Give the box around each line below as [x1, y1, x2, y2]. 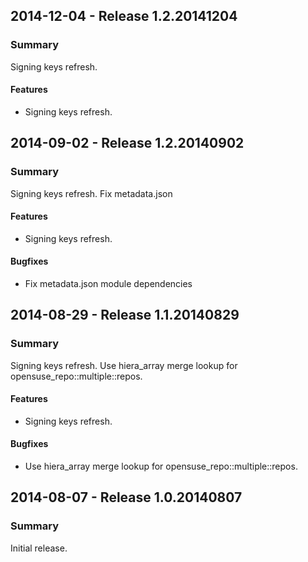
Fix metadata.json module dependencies [24, 277, 193, 289]
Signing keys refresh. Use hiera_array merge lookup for [10, 359, 238, 371]
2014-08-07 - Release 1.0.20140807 [10, 489, 243, 506]
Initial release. [10, 542, 68, 554]
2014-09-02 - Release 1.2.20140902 [10, 135, 245, 152]
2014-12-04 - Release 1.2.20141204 [10, 8, 238, 25]
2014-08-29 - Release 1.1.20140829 [10, 307, 240, 324]
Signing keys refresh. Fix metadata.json [10, 187, 173, 199]
